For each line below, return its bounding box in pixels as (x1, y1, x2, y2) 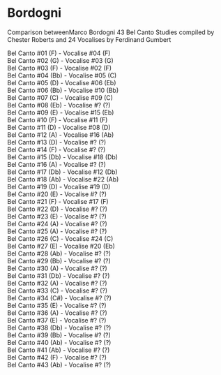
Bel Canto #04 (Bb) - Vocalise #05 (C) (7, 71, 117, 80)
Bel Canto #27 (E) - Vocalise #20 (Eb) (7, 242, 115, 250)
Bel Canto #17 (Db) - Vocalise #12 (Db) (7, 168, 118, 176)
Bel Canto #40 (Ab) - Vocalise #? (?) (7, 338, 112, 346)
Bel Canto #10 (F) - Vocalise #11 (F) (7, 115, 108, 124)
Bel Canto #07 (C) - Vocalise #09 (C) (7, 93, 114, 102)
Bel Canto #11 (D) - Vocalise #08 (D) (7, 123, 111, 131)
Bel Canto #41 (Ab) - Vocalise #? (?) (7, 346, 110, 354)
